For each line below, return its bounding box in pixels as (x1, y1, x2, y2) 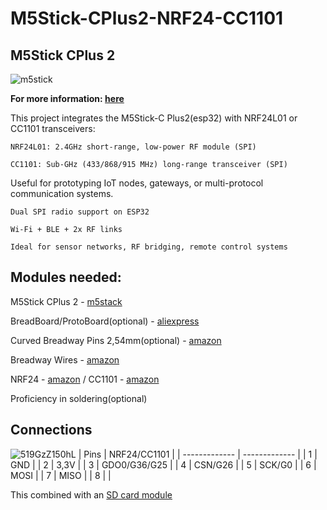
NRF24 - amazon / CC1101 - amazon (10, 373, 160, 385)
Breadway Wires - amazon (10, 353, 120, 366)
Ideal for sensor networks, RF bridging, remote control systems (10, 242, 288, 252)
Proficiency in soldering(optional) (10, 392, 148, 404)
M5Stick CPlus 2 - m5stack (10, 295, 123, 307)
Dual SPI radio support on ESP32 (10, 207, 150, 217)
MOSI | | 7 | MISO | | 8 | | (10, 469, 112, 481)
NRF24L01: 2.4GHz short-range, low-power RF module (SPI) (10, 142, 257, 152)
